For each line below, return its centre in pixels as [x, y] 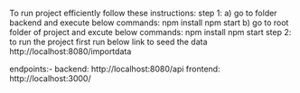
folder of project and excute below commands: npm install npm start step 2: [150, 32]
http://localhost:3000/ [51, 79]
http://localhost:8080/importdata [70, 51]
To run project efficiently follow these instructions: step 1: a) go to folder [143, 13]
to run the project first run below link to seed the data [108, 42]
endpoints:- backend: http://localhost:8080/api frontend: [115, 69]
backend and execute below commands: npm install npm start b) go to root [149, 23]
